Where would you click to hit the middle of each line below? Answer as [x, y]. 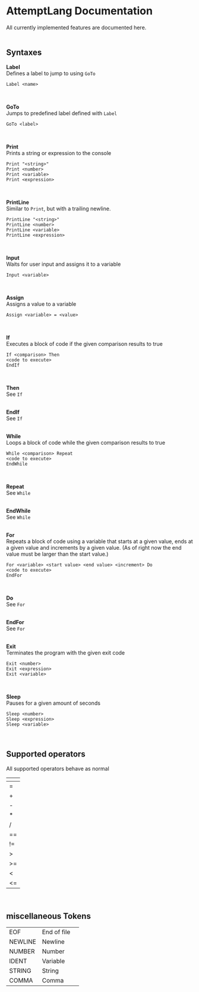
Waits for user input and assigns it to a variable [64, 264]
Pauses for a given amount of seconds [53, 703]
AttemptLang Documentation [80, 11]
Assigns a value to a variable [41, 304]
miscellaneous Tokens [48, 916]
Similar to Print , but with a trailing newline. [59, 208]
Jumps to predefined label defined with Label [62, 113]
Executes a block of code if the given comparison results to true [85, 343]
